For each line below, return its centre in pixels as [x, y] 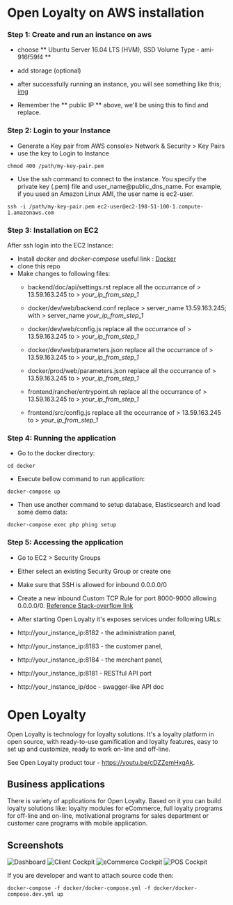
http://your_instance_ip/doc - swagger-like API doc [91, 686]
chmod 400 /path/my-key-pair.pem [56, 166]
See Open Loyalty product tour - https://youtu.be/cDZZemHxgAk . [101, 762]
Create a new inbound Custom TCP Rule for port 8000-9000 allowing [117, 598]
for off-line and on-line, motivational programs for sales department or [108, 816]
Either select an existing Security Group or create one [94, 571]
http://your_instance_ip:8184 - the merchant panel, [90, 660]
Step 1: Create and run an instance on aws [79, 35]
